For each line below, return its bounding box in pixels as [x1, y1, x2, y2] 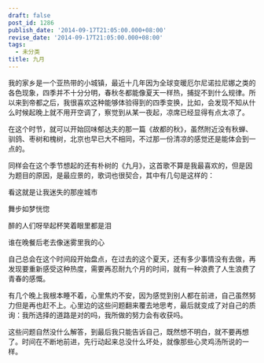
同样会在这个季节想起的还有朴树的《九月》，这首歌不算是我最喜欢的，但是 [8, 161, 246, 170]
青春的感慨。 [8, 273, 49, 283]
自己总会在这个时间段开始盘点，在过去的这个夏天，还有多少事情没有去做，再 [8, 254, 256, 264]
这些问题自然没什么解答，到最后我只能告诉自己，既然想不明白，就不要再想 [8, 327, 249, 336]
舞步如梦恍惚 [8, 204, 49, 213]
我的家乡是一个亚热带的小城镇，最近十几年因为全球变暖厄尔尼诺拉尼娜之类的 [8, 78, 256, 87]
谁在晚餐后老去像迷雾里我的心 [8, 237, 104, 246]
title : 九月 [8, 56, 45, 64]
